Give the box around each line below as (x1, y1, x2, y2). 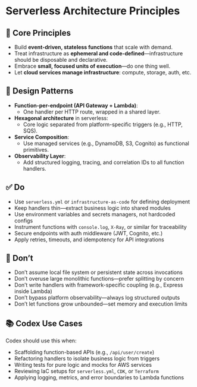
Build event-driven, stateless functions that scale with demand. (14, 43, 173, 51)
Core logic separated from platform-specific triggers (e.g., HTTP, (23, 121, 183, 128)
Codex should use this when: (5, 337, 77, 344)
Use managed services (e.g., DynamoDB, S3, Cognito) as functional (23, 140, 190, 147)
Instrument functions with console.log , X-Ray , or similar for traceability (14, 223, 187, 230)
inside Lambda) (14, 288, 53, 295)
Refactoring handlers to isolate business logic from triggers (14, 355, 160, 362)
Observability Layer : (14, 152, 66, 159)
